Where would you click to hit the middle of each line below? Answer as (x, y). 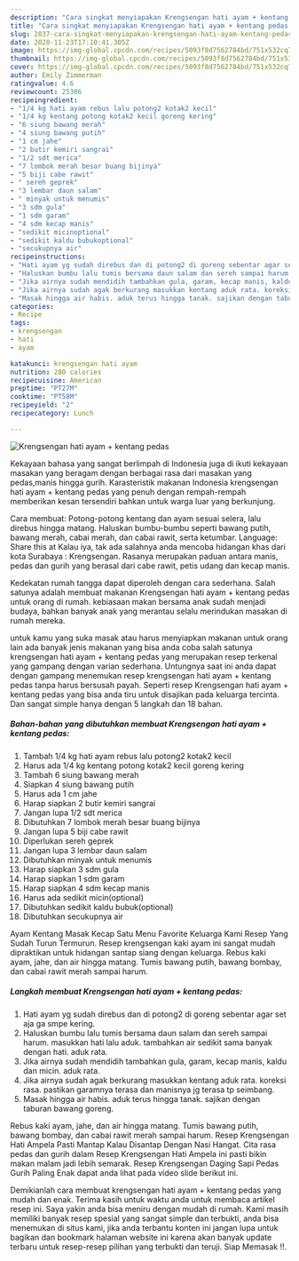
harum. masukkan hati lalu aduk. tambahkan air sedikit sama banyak (148, 1042)
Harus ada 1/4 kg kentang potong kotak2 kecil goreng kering (134, 765)
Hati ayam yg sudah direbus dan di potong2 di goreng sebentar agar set (154, 1014)
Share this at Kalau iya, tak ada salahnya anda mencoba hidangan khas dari (148, 546)
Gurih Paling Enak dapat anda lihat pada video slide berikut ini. (124, 1172)
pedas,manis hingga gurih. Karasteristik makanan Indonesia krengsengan (144, 482)
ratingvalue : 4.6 (42, 83)
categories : (32, 306)
